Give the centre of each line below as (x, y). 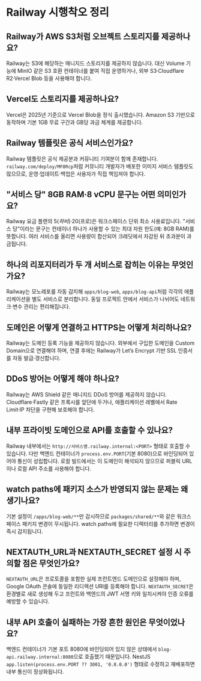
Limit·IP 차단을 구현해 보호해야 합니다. (50, 409)
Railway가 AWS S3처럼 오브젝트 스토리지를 (83, 36)
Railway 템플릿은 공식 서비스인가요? (70, 143)
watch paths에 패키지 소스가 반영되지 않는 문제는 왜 (97, 489)
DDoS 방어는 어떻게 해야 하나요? (63, 379)
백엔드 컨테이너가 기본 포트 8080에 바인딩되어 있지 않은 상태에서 (82, 649)
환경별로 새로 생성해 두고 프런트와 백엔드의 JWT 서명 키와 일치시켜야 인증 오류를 (100, 594)
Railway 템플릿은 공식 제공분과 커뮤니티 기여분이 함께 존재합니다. (82, 159)
